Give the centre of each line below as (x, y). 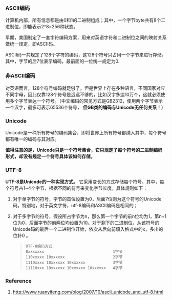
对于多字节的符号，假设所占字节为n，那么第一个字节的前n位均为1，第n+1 (90, 216)
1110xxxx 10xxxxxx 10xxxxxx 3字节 (74, 263)
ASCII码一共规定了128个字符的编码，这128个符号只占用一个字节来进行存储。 (86, 55)
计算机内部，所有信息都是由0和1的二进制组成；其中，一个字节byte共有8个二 (85, 20)
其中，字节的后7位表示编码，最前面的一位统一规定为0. (62, 61)
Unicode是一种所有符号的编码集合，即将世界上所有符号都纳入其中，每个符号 (86, 132)
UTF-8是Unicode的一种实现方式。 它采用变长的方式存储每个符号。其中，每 (85, 182)
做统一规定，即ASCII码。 (31, 44)
